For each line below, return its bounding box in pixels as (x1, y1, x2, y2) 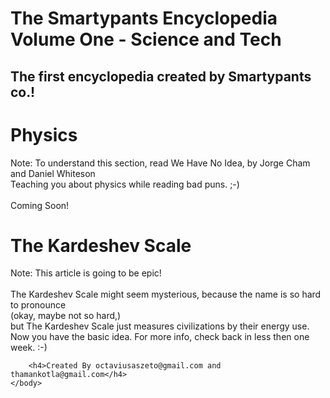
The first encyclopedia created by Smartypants (10, 68, 312, 85)
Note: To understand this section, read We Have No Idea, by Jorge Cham (10, 157, 311, 169)
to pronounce (10, 299, 67, 311)
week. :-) (10, 342, 48, 354)
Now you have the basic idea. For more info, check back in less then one (10, 331, 310, 343)
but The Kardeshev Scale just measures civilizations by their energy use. (10, 320, 310, 332)
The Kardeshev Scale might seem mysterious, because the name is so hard (10, 288, 322, 301)
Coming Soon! (10, 199, 70, 211)
